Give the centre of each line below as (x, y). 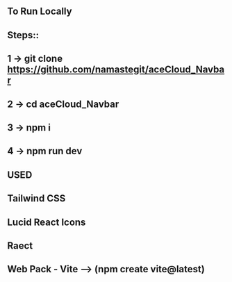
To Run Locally (40, 11)
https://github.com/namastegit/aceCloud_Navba (116, 70)
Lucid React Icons (47, 222)
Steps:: (23, 35)
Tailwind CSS (36, 198)
